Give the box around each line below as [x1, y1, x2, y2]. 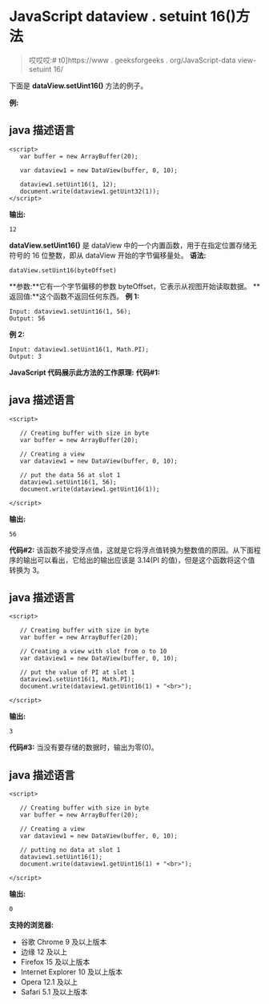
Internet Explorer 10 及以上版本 [20, 967, 123, 977]
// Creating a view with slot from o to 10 [19, 648, 167, 656]
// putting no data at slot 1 [19, 846, 121, 854]
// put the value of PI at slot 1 [19, 669, 135, 677]
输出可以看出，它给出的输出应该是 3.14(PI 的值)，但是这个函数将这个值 [22, 555, 255, 564]
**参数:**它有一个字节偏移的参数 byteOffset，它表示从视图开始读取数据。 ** [9, 281, 261, 291]
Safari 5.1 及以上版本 [20, 987, 88, 997]
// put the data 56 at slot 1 [19, 471, 121, 479]
